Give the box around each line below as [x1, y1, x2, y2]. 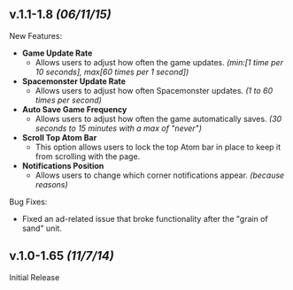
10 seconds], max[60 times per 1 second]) [35, 66, 189, 77]
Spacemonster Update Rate [21, 75, 127, 87]
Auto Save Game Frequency [21, 103, 127, 114]
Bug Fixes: [9, 196, 48, 207]
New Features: [9, 30, 63, 41]
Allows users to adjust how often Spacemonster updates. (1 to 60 [35, 85, 274, 95]
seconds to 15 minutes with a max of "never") [35, 123, 202, 134]
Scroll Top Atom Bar [21, 132, 97, 142]
